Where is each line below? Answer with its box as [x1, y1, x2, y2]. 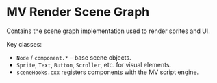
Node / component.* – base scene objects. [16, 53, 131, 62]
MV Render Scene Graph [6, 4, 150, 20]
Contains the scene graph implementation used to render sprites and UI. [6, 27, 210, 35]
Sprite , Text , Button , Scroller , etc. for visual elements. [16, 60, 172, 69]
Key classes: [6, 40, 42, 48]
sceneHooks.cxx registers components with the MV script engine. [16, 68, 199, 76]
